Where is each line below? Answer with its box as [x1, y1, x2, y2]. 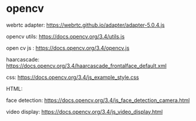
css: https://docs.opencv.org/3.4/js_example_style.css [6, 74, 139, 81]
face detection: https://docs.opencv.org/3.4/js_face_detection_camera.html [6, 97, 190, 104]
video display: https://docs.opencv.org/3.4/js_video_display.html [6, 108, 163, 115]
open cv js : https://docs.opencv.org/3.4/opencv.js [6, 44, 130, 52]
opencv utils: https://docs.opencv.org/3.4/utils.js [6, 33, 125, 40]
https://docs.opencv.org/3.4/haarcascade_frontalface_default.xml [6, 62, 167, 69]
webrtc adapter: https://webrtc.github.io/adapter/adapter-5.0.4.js [6, 21, 165, 28]
